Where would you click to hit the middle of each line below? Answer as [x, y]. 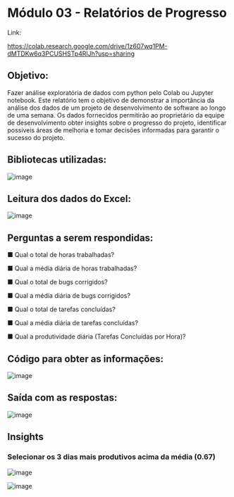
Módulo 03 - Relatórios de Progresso [117, 13]
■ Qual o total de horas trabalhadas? [61, 255]
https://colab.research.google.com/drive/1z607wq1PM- [87, 46]
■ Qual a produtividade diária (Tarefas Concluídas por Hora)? [97, 336]
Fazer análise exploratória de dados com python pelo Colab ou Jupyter [110, 92]
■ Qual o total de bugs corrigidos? [57, 282]
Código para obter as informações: [86, 359]
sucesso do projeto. [36, 137]
